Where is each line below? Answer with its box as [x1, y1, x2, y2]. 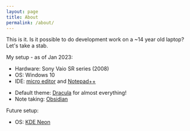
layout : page [6, 8, 39, 15]
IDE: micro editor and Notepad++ [14, 78, 96, 85]
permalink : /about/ [6, 20, 55, 25]
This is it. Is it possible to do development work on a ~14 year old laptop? [6, 36, 185, 43]
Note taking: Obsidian [14, 95, 68, 103]
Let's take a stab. [6, 42, 49, 49]
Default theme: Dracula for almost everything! [14, 90, 126, 97]
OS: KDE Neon [14, 119, 50, 126]
